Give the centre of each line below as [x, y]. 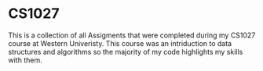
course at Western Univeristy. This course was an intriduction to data [120, 43]
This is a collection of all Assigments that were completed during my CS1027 [132, 35]
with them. [25, 60]
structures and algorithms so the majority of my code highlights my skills [126, 51]
